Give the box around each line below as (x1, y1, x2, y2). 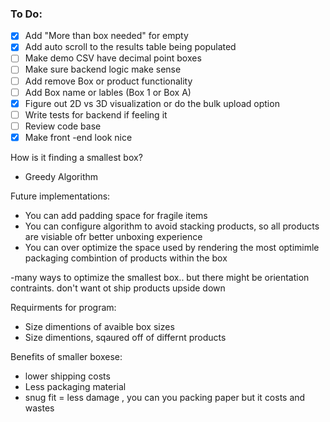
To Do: (10, 7, 43, 21)
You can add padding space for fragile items (24, 209, 208, 221)
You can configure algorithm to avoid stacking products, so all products (24, 220, 320, 232)
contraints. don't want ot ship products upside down (10, 282, 226, 294)
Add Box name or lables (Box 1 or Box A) (24, 86, 192, 98)
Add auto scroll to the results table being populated (24, 41, 237, 53)
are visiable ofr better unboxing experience (24, 230, 203, 242)
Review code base (24, 120, 102, 132)
